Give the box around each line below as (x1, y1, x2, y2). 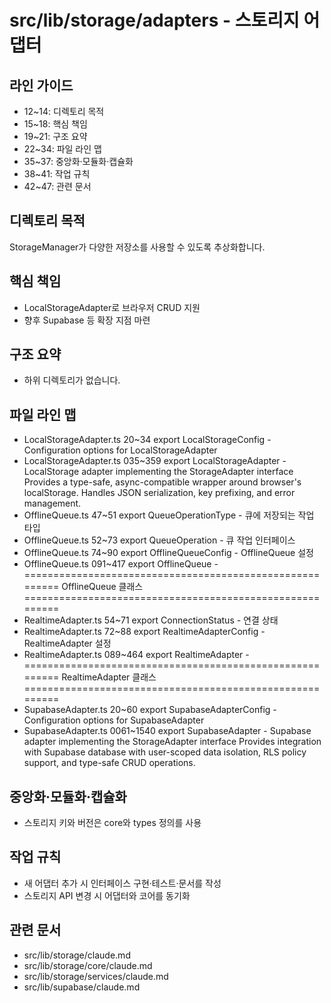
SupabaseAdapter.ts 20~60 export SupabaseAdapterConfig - (23, 704, 277, 716)
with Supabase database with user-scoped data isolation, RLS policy (23, 746, 307, 758)
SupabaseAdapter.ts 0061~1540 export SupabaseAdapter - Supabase (23, 725, 312, 737)
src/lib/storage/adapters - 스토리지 (9, 9, 300, 32)
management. (23, 497, 82, 510)
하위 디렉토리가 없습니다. (23, 374, 121, 386)
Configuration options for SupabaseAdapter (23, 714, 205, 726)
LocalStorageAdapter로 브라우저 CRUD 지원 (23, 301, 201, 313)
